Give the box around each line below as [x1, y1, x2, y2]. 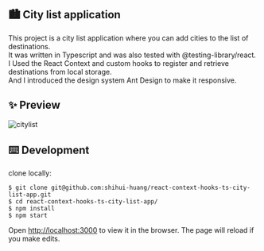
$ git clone [8, 183, 48, 192]
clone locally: [8, 168, 52, 178]
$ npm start [8, 211, 48, 220]
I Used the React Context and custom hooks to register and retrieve [8, 58, 229, 68]
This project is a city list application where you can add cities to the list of [8, 33, 249, 43]
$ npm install [8, 205, 56, 213]
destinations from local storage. [8, 67, 113, 76]
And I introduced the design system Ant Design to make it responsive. [8, 75, 237, 85]
